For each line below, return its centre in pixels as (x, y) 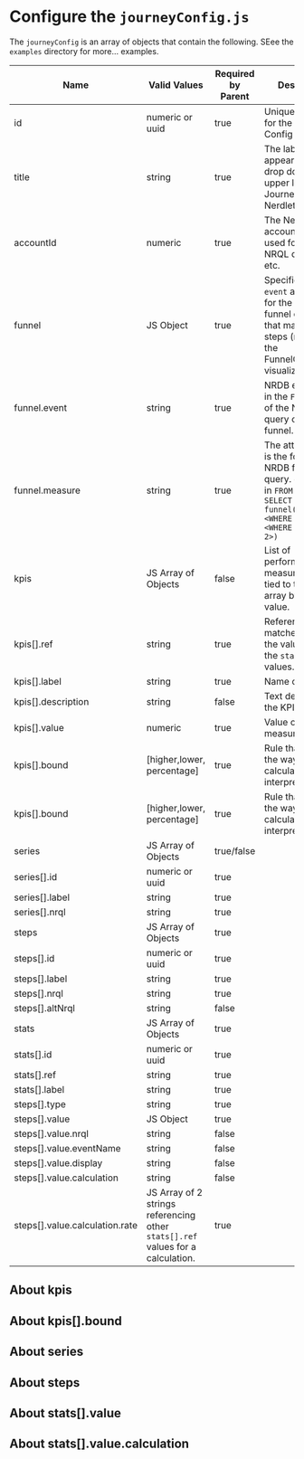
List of (277, 550)
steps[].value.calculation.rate (76, 1225)
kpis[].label (38, 681)
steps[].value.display (58, 1162)
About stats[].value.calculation (100, 1444)
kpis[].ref (33, 644)
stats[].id (33, 1054)
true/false (235, 850)
